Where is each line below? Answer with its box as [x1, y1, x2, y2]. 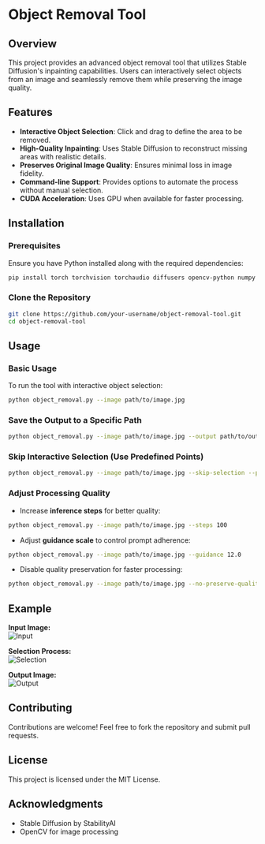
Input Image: [8, 623, 51, 633]
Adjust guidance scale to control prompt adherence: [19, 535, 191, 545]
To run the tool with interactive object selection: [8, 381, 163, 390]
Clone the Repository [8, 292, 91, 303]
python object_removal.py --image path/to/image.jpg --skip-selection [8, 469, 245, 477]
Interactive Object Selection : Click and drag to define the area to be [19, 126, 243, 136]
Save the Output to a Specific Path [8, 414, 142, 425]
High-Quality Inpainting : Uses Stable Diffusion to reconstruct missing [19, 144, 248, 153]
